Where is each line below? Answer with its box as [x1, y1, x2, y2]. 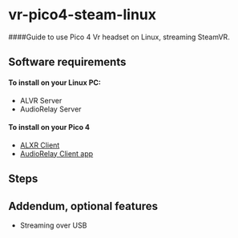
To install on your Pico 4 [8, 123, 91, 132]
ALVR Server [19, 95, 63, 105]
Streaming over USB [19, 220, 87, 230]
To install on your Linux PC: [8, 78, 102, 87]
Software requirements [8, 55, 127, 69]
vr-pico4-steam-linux [8, 6, 156, 24]
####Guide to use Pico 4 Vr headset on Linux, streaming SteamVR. [8, 32, 230, 42]
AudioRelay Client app [19, 148, 94, 158]
